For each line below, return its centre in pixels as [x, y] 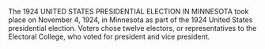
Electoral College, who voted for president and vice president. [109, 36]
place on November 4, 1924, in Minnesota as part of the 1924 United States [131, 20]
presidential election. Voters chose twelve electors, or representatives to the [132, 28]
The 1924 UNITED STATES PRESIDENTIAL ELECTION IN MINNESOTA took [129, 11]
